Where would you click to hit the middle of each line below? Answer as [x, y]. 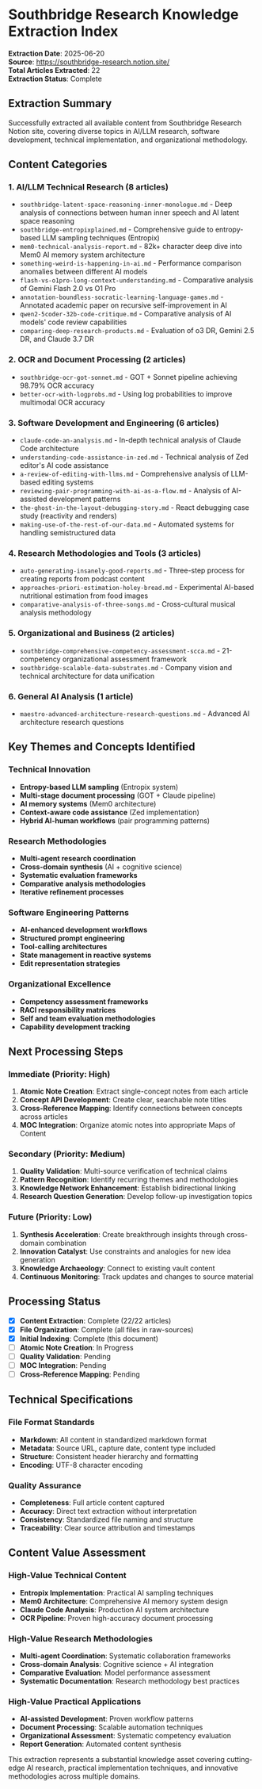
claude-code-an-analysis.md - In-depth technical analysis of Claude [130, 440]
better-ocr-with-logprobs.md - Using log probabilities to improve [126, 393]
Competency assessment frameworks [84, 1002]
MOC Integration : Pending [63, 1365]
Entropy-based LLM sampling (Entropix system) [99, 787]
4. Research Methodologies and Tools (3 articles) [105, 553]
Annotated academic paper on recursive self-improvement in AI [123, 305]
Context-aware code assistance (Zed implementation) [110, 812]
